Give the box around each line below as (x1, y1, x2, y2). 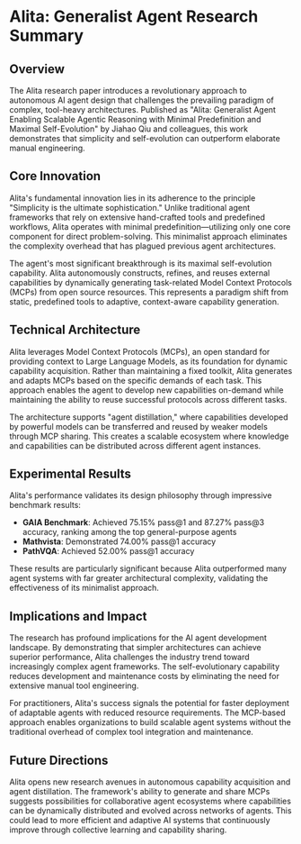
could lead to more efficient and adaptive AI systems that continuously (9, 815, 271, 826)
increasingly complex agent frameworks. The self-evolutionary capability (9, 661, 280, 672)
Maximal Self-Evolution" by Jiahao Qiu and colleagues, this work (9, 123, 249, 134)
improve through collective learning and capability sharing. (9, 824, 227, 835)
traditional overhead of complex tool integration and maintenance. (9, 727, 254, 738)
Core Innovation (9, 168, 102, 184)
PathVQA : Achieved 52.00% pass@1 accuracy (22, 546, 195, 557)
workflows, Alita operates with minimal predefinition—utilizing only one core (9, 221, 291, 231)
